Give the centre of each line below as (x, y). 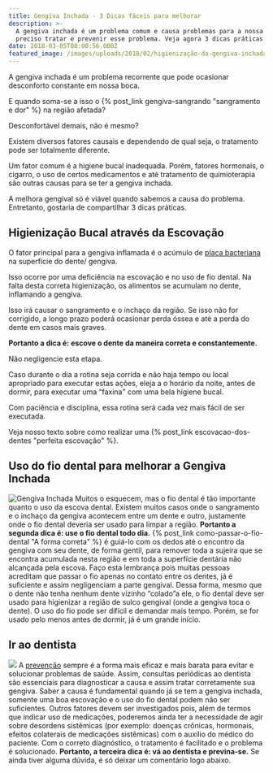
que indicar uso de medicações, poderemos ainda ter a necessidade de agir (136, 717)
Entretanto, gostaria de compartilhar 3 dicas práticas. (97, 207)
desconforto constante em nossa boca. (74, 85)
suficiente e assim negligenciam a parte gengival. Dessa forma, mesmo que (135, 584)
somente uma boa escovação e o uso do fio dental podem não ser (119, 700)
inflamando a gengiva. (45, 294)
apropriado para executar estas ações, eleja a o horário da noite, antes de (132, 383)
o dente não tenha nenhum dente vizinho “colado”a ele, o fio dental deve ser (136, 593)
